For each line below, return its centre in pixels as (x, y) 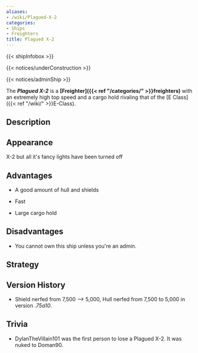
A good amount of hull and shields (57, 190)
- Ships (16, 28)
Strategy (23, 265)
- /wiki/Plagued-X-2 (32, 17)
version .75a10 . (33, 306)
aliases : (17, 12)
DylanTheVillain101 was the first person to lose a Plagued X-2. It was (98, 338)
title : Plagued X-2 (30, 39)
